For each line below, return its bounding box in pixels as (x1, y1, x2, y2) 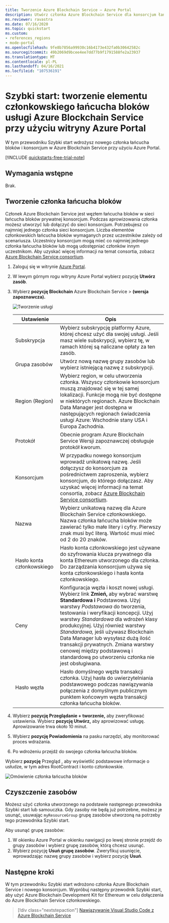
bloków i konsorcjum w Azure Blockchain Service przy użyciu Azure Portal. (5, 145, 161, 151)
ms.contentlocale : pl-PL (5, 59, 57, 64)
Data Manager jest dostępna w (60, 404, 132, 411)
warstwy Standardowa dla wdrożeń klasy (60, 616, 158, 623)
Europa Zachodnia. (60, 423, 105, 430)
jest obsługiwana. (60, 660, 102, 667)
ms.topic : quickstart (5, 26, 51, 31)
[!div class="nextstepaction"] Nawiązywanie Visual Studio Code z (17, 907, 154, 913)
